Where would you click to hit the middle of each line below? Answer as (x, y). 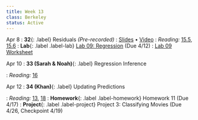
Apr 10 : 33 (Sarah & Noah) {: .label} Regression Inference (76, 64)
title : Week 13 (25, 12)
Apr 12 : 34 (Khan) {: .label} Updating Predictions (66, 87)
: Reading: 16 (22, 75)
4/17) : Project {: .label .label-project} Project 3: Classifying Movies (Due (94, 105)
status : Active (25, 23)
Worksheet (20, 52)
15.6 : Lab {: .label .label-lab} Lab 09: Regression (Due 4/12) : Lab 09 (89, 46)
